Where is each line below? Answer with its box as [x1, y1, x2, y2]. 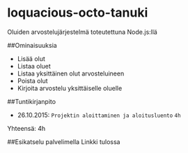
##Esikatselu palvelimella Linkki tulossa [7, 137, 120, 146]
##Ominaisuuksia [7, 41, 57, 49]
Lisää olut [17, 54, 45, 63]
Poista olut [17, 76, 48, 84]
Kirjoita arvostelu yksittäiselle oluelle [17, 84, 123, 92]
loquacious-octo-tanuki [7, 5, 148, 21]
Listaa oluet [17, 62, 51, 70]
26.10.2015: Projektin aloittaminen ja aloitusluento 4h [17, 111, 181, 119]
